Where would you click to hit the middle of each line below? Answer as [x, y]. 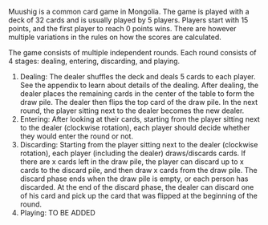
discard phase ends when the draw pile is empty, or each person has [134, 179]
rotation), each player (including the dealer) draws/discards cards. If [133, 153]
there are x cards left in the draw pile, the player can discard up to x [132, 162]
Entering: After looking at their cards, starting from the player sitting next [140, 119]
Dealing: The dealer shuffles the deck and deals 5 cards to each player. [138, 76]
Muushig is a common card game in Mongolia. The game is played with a [129, 12]
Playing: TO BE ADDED [58, 213]
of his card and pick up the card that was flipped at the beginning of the [139, 196]
